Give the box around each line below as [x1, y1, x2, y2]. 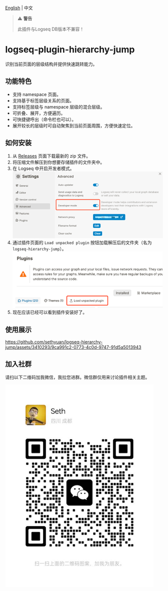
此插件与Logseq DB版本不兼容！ [17, 26, 84, 32]
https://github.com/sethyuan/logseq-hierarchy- [5, 338, 103, 344]
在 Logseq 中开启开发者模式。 [12, 165, 74, 171]
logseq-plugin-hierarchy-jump [5, 44, 135, 55]
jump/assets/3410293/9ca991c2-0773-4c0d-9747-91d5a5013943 [5, 344, 141, 350]
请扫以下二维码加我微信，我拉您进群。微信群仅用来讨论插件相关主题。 [5, 374, 150, 380]
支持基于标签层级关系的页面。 [12, 97, 74, 103]
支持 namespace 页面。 [12, 91, 61, 97]
